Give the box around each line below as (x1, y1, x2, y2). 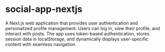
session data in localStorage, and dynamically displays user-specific (5, 36, 149, 42)
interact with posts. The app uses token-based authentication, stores (5, 30, 150, 36)
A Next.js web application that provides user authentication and (5, 20, 138, 26)
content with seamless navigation (5, 41, 76, 47)
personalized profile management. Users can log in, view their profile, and (5, 25, 160, 31)
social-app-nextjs (5, 3, 83, 15)
